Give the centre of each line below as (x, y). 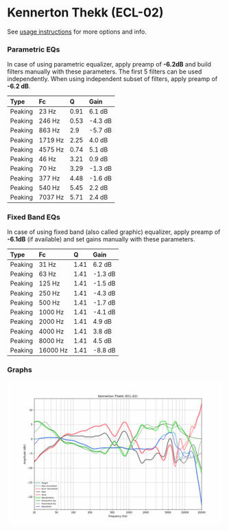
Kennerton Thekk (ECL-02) (85, 13)
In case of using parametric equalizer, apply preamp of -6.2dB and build (109, 64)
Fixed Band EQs (34, 217)
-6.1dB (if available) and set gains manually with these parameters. (101, 239)
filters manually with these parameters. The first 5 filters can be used (105, 72)
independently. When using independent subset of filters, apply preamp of (112, 79)
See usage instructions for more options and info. (77, 32)
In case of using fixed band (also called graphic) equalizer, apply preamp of (114, 232)
